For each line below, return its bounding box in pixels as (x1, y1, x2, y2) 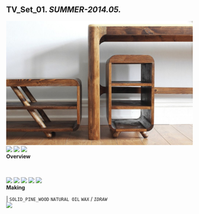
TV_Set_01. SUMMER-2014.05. (6, 5, 121, 15)
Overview (6, 153, 31, 160)
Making (6, 184, 25, 191)
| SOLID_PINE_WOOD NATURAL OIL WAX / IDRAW (6, 196, 108, 203)
